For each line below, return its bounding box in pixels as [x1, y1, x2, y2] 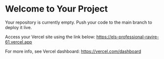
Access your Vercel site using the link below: [5, 34, 95, 40]
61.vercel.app [5, 39, 32, 44]
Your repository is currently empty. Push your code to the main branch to [5, 19, 153, 25]
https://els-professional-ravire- [96, 34, 159, 40]
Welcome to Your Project [5, 3, 108, 15]
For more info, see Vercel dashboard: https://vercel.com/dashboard [5, 48, 141, 54]
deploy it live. [5, 24, 32, 30]
